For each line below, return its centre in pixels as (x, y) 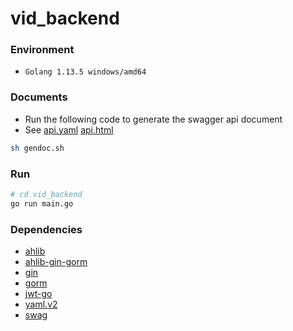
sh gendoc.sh (37, 148)
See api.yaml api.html (69, 129)
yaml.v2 (41, 304)
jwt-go (38, 293)
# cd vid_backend (46, 194)
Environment (42, 50)
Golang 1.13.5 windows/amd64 (85, 72)
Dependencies (46, 229)
